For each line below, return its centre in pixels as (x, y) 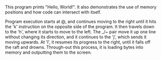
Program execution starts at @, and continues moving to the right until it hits (80, 22)
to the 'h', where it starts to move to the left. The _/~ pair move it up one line (80, 32)
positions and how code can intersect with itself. (53, 12)
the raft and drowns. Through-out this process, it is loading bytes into (74, 47)
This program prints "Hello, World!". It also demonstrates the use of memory (81, 7)
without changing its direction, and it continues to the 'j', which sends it (76, 37)
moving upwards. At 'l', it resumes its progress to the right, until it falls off (78, 42)
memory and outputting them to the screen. (48, 52)
